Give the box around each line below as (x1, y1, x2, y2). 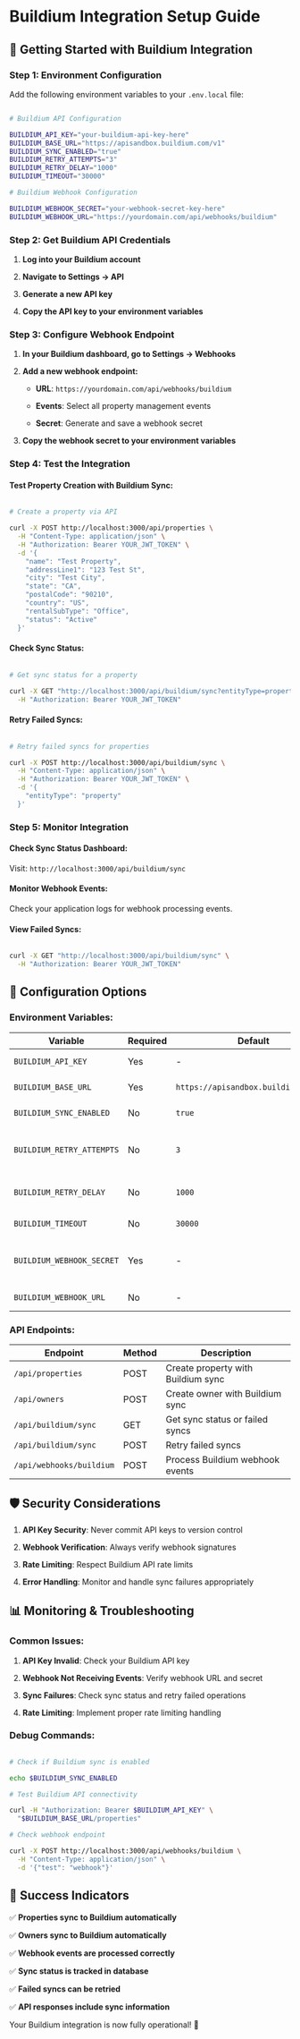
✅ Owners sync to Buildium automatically (9, 1930, 167, 1941)
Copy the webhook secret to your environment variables (21, 436, 237, 446)
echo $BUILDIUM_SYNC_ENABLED (9, 1773, 118, 1782)
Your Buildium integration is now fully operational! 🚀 (9, 2019, 199, 2030)
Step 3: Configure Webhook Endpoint (9, 328, 175, 341)
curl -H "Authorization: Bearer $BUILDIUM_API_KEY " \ (9, 1805, 214, 1815)
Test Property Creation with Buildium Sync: (9, 480, 174, 490)
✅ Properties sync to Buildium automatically (9, 1912, 177, 1923)
